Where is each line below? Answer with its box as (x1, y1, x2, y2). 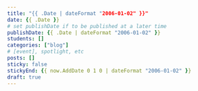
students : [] (7, 36, 45, 42)
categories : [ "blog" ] (7, 42, 69, 49)
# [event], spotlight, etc (7, 49, 84, 55)
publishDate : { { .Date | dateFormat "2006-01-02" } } (7, 29, 161, 36)
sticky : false (7, 61, 48, 68)
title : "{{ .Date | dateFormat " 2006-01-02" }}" (7, 10, 149, 17)
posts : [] (7, 55, 36, 62)
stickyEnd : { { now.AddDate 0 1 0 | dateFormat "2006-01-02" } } (7, 67, 192, 74)
